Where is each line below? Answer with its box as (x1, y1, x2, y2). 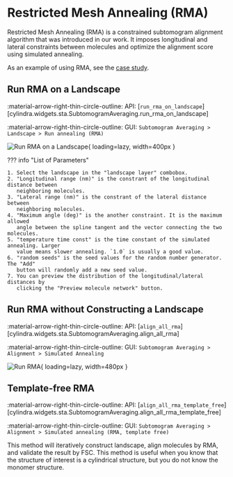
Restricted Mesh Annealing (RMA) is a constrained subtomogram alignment (7, 28, 223, 36)
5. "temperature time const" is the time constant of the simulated (7, 236, 210, 243)
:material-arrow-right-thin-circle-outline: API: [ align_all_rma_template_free (7, 401, 225, 409)
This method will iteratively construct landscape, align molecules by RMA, (7, 441, 219, 449)
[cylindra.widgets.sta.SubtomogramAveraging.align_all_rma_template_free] (7, 408, 221, 417)
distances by (7, 278, 45, 285)
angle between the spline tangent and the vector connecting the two (16, 224, 223, 231)
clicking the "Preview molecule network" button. (16, 285, 163, 292)
